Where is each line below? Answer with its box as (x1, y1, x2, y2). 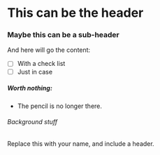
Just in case (17, 67, 53, 76)
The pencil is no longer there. (17, 102, 103, 110)
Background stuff (7, 118, 58, 126)
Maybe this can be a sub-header (7, 30, 120, 40)
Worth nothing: (7, 84, 52, 93)
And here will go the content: (7, 46, 91, 54)
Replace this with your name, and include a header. (7, 139, 155, 148)
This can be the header (7, 5, 144, 21)
